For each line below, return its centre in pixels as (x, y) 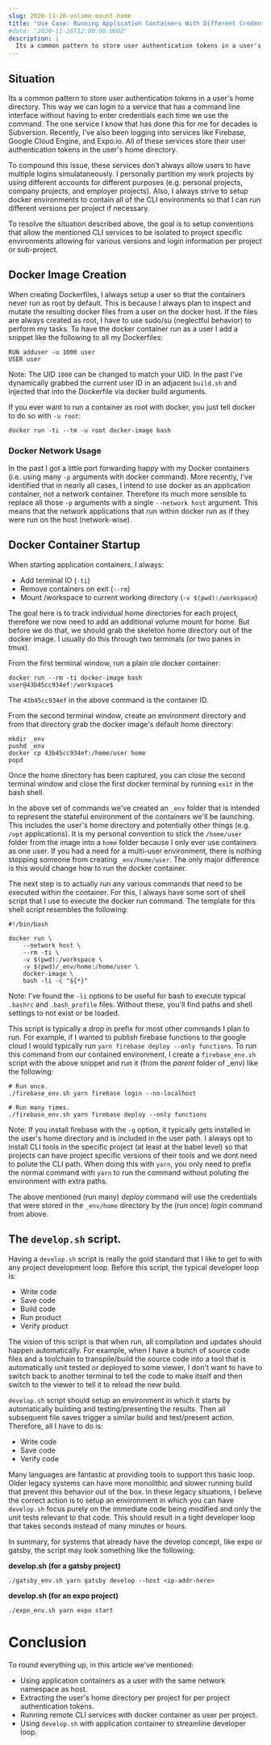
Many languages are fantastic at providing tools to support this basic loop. (132, 1474)
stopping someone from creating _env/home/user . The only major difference (134, 859)
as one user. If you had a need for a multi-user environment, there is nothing (135, 851)
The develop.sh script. (65, 1240)
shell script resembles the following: (69, 909)
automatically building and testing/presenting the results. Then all (117, 1409)
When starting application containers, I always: (86, 564)
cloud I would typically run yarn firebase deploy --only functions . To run (133, 1045)
